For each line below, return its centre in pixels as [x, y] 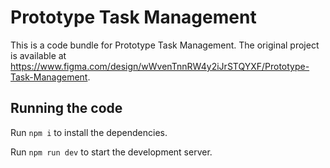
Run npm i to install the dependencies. [89, 132]
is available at [38, 55]
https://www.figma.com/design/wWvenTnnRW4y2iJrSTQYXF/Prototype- [160, 66]
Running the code [66, 108]
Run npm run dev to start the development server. [111, 152]
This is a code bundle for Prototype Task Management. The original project [165, 45]
